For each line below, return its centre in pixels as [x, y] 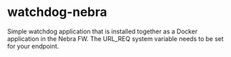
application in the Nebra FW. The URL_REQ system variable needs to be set [115, 38]
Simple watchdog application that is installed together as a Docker [102, 31]
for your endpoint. [33, 46]
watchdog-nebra [57, 12]
